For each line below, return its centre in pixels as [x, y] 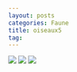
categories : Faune [38, 23]
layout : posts [32, 15]
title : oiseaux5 [35, 30]
